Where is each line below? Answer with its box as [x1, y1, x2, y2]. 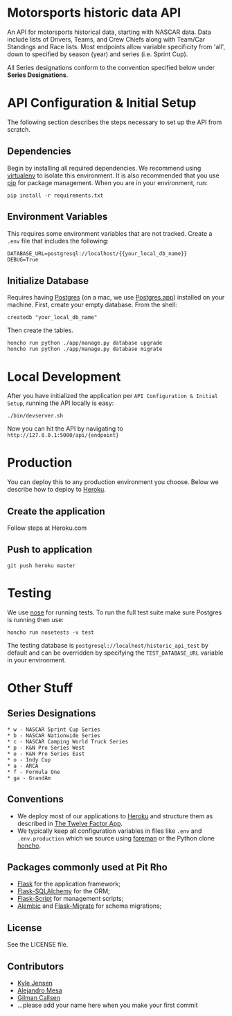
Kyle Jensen [17, 979, 53, 987]
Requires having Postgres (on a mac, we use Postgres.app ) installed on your [7, 293, 225, 302]
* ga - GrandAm [7, 775, 51, 782]
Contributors [7, 961, 64, 972]
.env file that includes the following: [7, 236, 109, 245]
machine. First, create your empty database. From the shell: [7, 300, 178, 309]
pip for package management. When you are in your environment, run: [7, 178, 208, 187]
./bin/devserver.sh [7, 413, 64, 420]
